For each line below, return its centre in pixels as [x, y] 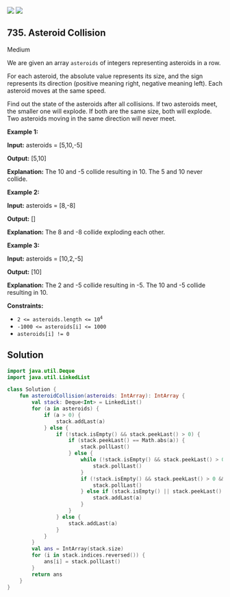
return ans [47, 574]
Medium [19, 49]
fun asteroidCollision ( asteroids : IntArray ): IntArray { [102, 396]
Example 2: [23, 192]
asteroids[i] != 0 [43, 334]
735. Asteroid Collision [56, 33]
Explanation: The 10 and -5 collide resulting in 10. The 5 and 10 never [105, 171]
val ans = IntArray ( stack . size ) [78, 549]
